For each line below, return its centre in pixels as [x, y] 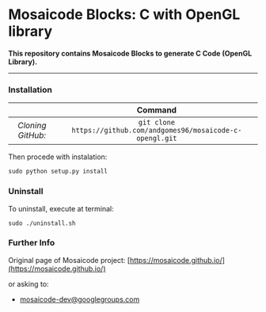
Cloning [32, 126]
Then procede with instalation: [58, 157]
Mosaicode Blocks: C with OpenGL [124, 15]
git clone [157, 123]
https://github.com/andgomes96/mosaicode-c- [156, 131]
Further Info [32, 243]
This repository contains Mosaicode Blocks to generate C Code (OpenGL [130, 53]
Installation [30, 89]
